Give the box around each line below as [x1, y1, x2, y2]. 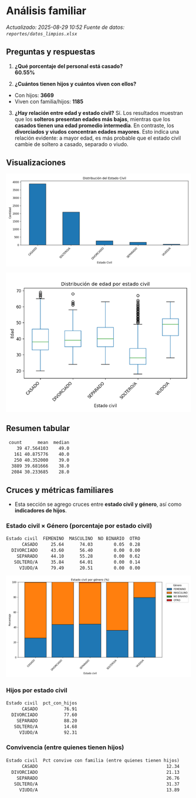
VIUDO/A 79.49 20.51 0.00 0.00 [19, 565, 141, 571]
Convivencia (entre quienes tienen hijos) [6, 743, 124, 751]
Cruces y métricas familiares [6, 485, 114, 495]
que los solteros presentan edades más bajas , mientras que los [14, 115, 171, 122]
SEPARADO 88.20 [16, 718, 77, 724]
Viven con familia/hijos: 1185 [14, 98, 84, 105]
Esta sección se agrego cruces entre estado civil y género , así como [14, 501, 182, 508]
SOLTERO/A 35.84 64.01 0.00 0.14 [13, 559, 141, 565]
